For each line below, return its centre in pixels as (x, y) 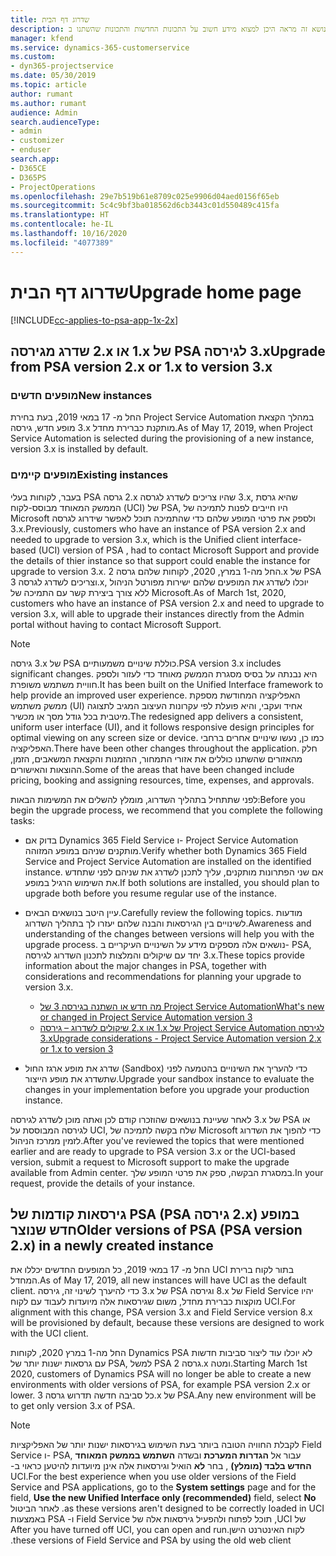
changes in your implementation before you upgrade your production (167, 1089)
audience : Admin (44, 112)
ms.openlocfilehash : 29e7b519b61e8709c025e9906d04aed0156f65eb (145, 196)
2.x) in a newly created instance (112, 1245)
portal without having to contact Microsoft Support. (116, 624)
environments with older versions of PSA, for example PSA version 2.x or (160, 1385)
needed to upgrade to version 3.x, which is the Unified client (135, 539)
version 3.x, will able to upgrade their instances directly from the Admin (157, 613)
